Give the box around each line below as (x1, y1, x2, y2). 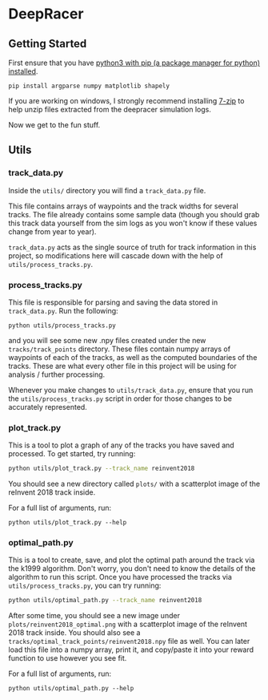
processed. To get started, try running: (8, 449, 136, 459)
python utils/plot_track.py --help (8, 519, 127, 527)
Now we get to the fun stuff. (8, 120, 101, 129)
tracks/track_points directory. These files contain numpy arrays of (8, 344, 230, 354)
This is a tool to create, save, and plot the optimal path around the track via (8, 555, 255, 565)
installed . (8, 67, 38, 76)
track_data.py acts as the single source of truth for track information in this (8, 242, 257, 252)
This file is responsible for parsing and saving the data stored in (8, 297, 218, 307)
